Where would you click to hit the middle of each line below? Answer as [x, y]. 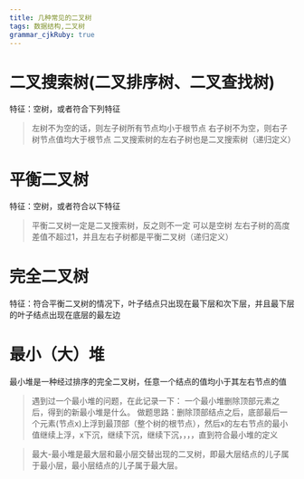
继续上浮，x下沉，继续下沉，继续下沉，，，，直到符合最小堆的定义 [159, 435]
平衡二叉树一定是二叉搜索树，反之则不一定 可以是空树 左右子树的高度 [161, 225]
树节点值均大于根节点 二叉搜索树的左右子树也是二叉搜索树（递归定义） [163, 139]
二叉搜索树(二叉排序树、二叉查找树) [142, 82]
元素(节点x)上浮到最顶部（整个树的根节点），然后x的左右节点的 [156, 424]
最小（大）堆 [57, 355]
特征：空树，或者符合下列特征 [65, 109]
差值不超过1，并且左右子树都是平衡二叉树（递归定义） [132, 237]
